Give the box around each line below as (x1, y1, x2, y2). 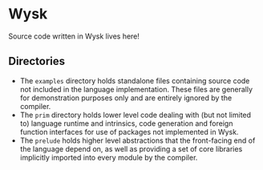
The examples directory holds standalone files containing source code (19, 75, 250, 85)
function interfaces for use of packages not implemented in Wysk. (19, 127, 239, 136)
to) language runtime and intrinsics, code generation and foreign (19, 118, 233, 128)
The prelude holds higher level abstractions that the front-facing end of (19, 136, 256, 145)
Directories (8, 55, 66, 68)
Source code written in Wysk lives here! (8, 31, 140, 41)
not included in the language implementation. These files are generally (19, 84, 253, 94)
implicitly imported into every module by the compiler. (19, 152, 198, 162)
